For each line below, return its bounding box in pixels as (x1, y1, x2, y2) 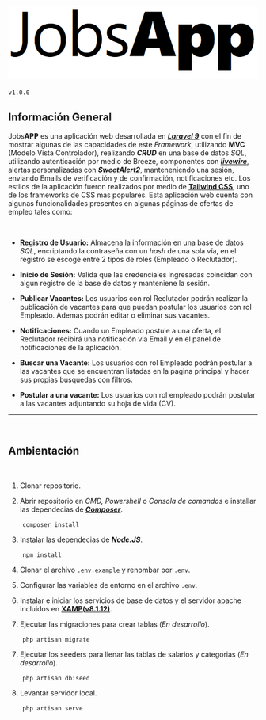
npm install (22, 550, 62, 559)
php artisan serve (22, 704, 83, 712)
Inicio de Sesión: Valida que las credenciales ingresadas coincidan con (19, 269, 253, 279)
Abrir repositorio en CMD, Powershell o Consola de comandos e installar (19, 496, 256, 505)
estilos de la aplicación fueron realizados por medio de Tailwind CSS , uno (8, 181, 249, 191)
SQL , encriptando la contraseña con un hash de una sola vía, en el (19, 246, 237, 255)
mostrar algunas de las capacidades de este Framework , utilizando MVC (8, 139, 245, 149)
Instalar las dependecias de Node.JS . (19, 535, 142, 544)
